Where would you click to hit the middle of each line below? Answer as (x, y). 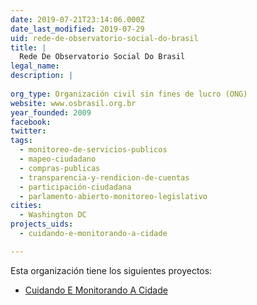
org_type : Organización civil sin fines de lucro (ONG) (129, 94)
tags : (21, 141)
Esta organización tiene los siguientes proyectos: (111, 270)
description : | (42, 76)
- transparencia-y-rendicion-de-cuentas (104, 177)
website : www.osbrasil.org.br (73, 103)
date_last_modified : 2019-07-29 (77, 29)
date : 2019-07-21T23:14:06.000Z (77, 19)
